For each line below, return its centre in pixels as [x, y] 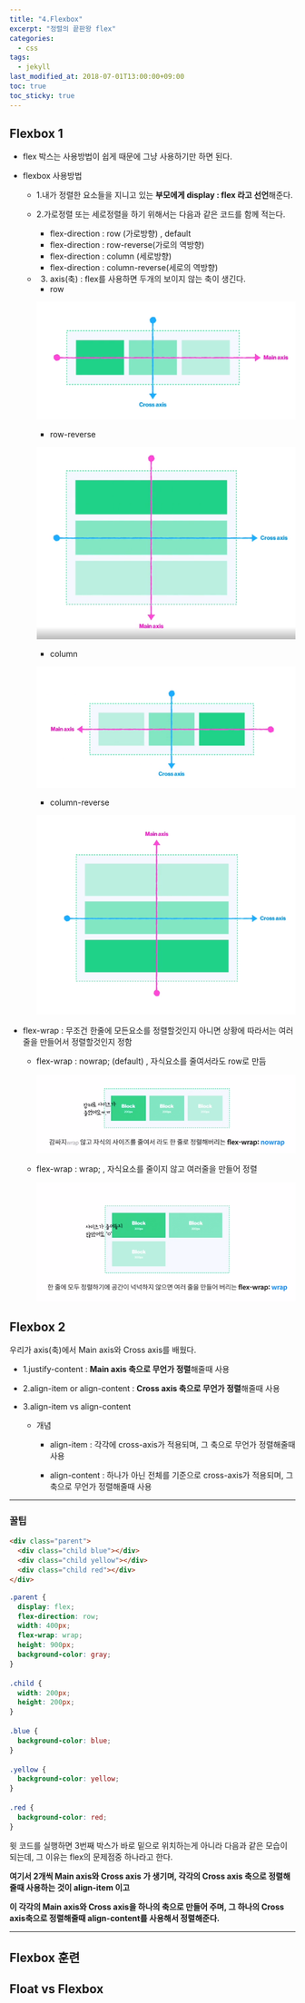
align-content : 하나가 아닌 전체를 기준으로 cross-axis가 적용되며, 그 [171, 1476]
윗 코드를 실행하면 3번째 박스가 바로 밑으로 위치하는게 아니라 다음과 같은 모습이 [148, 1845]
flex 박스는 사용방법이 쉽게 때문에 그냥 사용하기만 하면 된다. [128, 157]
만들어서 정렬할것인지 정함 [86, 1042]
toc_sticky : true [42, 95]
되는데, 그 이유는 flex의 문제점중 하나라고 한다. [91, 1857]
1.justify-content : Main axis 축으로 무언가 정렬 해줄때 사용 [126, 1370]
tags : [20, 58]
